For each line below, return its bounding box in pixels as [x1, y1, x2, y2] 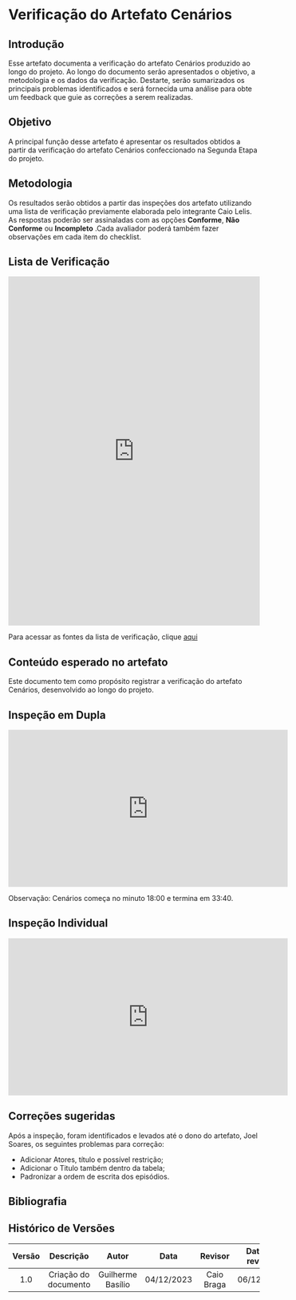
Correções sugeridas [8, 1109, 116, 1123]
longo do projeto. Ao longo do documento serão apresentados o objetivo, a [8, 67, 255, 77]
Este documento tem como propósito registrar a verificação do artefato [8, 677, 243, 686]
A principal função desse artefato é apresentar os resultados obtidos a [8, 136, 241, 146]
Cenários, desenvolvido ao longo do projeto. [8, 685, 154, 695]
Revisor [199, 1251, 230, 1262]
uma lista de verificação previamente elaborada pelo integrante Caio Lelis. [8, 206, 253, 216]
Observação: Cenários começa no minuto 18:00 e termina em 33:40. [8, 894, 234, 903]
